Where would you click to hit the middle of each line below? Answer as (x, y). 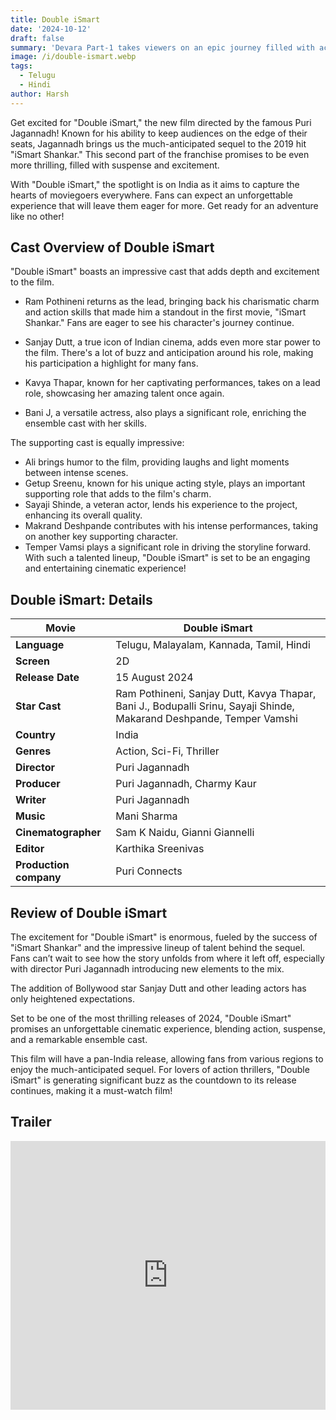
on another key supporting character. (101, 537)
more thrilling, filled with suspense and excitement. (115, 165)
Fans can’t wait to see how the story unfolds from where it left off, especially (167, 958)
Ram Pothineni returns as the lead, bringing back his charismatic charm (172, 302)
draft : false (37, 38)
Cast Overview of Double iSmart (112, 247)
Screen (33, 661)
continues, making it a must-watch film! (91, 1091)
